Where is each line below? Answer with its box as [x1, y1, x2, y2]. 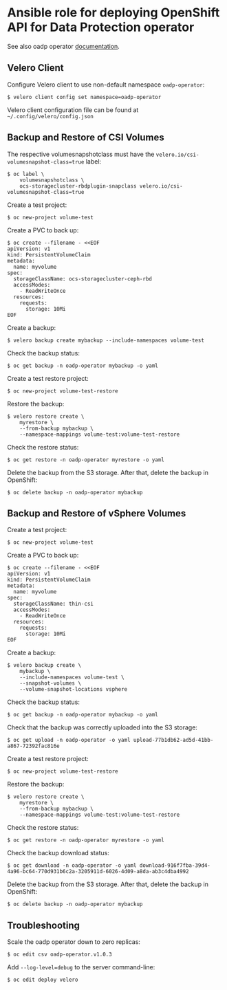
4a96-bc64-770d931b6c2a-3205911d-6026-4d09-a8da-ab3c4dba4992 [7, 868, 189, 875]
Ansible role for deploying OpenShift [7, 5, 220, 21]
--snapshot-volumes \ [19, 680, 81, 687]
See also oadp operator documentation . [7, 42, 120, 50]
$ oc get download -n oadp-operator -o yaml [7, 862, 137, 869]
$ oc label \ [7, 170, 45, 177]
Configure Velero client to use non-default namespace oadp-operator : [7, 80, 205, 89]
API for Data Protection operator [7, 19, 195, 35]
